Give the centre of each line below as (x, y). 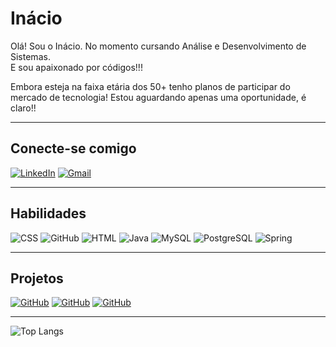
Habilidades (48, 213)
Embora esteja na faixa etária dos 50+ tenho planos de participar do (150, 86)
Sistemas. (30, 56)
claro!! (23, 108)
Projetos (37, 278)
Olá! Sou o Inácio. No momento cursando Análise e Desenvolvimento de (158, 46)
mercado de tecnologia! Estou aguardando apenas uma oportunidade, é (158, 97)
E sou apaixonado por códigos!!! (76, 67)
